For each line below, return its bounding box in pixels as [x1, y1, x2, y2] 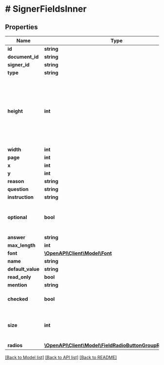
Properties [5, 23, 38, 31]
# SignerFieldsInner [5, 3, 87, 15]
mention [7, 282, 28, 288]
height [7, 108, 23, 114]
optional [7, 214, 27, 221]
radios [7, 342, 23, 348]
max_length [7, 242, 36, 248]
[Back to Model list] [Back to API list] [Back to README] [5, 355, 117, 360]
